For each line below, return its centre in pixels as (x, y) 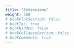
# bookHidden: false (27, 28)
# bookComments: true (28, 38)
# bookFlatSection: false (32, 19)
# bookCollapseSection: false (37, 33)
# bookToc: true (22, 24)
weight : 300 (18, 14)
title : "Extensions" (27, 10)
